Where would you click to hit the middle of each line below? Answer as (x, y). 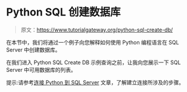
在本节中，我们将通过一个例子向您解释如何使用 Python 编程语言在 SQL (93, 42)
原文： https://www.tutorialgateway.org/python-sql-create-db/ (97, 30)
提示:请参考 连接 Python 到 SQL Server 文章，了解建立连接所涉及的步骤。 (95, 82)
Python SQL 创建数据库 (63, 12)
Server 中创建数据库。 (33, 50)
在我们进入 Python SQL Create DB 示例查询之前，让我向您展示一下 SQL (93, 62)
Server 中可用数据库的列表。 (41, 69)
